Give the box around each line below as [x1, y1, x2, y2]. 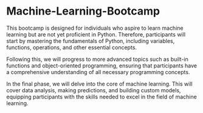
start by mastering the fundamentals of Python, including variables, [6, 37, 175, 44]
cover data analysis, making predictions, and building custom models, [6, 86, 181, 94]
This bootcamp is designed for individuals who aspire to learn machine [6, 24, 184, 32]
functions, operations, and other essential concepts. [6, 44, 137, 51]
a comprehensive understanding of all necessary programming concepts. [6, 68, 190, 75]
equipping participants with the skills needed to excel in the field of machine [6, 93, 198, 100]
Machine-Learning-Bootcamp [6, 4, 160, 18]
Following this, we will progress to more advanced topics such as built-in [6, 55, 188, 63]
